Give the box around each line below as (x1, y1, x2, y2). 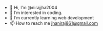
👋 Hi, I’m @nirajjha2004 (9, 5, 58, 10)
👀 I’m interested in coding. (9, 10, 62, 15)
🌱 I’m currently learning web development (9, 15, 94, 20)
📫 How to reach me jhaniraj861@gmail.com (9, 20, 98, 26)
